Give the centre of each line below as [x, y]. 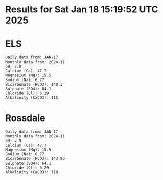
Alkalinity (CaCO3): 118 [32, 172]
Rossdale [25, 118]
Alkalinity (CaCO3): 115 [32, 98]
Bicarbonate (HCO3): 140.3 [34, 85]
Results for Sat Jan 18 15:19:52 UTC [82, 9]
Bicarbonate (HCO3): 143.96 [35, 159]
